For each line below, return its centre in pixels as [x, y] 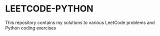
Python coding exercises [31, 27]
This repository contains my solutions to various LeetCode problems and [80, 22]
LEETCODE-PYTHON [49, 9]
